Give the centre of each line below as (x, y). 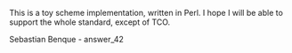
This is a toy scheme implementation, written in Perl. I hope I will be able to (146, 13)
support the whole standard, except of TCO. (90, 22)
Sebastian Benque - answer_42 (67, 39)
